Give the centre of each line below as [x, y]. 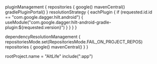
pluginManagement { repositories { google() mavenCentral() [65, 7]
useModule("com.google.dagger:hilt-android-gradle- [58, 22]
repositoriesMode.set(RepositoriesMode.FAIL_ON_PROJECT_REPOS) [74, 42]
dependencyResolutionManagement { [43, 37]
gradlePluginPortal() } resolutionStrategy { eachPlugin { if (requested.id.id [78, 12]
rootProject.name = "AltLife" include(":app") [49, 56]
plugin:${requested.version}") [35, 27]
